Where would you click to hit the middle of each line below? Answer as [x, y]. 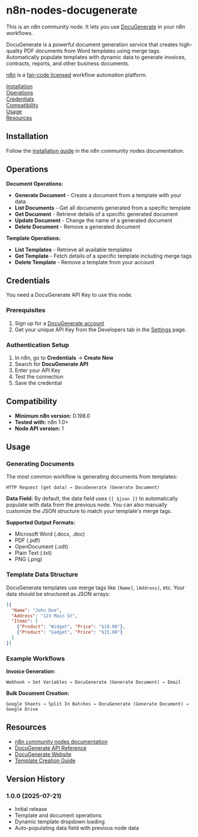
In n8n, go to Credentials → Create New [64, 357]
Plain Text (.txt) [33, 553]
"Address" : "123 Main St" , [45, 616]
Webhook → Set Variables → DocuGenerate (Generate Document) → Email [94, 682]
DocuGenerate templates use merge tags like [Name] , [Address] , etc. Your [95, 588]
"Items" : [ [25, 621]
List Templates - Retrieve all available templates [73, 249]
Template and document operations [58, 815]
